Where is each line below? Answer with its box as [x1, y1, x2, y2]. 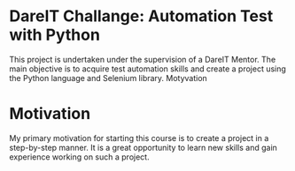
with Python [9, 25, 100, 45]
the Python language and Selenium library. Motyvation [9, 72, 208, 83]
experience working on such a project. [9, 152, 150, 162]
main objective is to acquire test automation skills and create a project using [9, 63, 286, 74]
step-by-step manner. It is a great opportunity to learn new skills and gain [9, 142, 277, 152]
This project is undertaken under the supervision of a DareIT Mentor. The [9, 54, 276, 64]
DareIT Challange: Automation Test [9, 6, 274, 26]
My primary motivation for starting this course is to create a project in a [9, 132, 269, 143]
